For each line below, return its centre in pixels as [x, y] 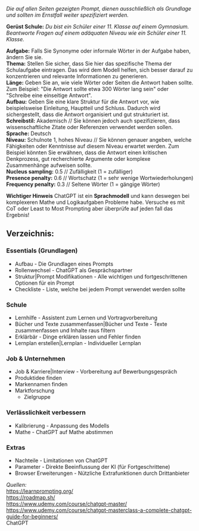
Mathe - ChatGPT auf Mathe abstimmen [64, 432]
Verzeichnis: [30, 234]
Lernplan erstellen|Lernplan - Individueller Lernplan [78, 343]
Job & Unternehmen [36, 358]
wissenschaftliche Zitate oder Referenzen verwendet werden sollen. [90, 127]
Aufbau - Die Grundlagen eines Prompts [64, 264]
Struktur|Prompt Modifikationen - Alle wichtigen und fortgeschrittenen [101, 276]
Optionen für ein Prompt [44, 283]
